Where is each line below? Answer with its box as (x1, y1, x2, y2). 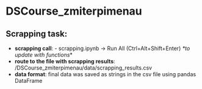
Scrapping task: (5, 29, 68, 39)
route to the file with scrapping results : (14, 58, 115, 65)
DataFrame (14, 77, 43, 84)
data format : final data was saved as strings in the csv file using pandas (14, 71, 197, 77)
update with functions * (14, 51, 73, 59)
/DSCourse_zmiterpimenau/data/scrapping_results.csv (14, 64, 153, 71)
